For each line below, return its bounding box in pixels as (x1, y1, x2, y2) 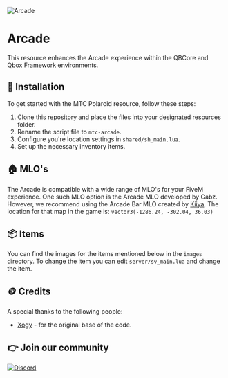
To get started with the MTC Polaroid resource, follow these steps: (7, 99, 196, 107)
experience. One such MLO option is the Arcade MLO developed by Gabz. (7, 192, 218, 201)
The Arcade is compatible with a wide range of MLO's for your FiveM (7, 185, 204, 193)
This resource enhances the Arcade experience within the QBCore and (7, 53, 209, 62)
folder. (17, 120, 36, 128)
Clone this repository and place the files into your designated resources (17, 113, 221, 121)
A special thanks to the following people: (7, 307, 123, 316)
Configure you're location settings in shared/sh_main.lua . (17, 135, 181, 143)
